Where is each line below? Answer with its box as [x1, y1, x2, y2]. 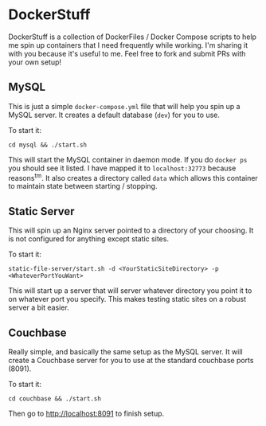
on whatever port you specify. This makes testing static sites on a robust [8, 295, 247, 304]
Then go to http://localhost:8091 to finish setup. [8, 408, 165, 419]
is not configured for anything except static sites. [8, 234, 170, 244]
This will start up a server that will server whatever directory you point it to [8, 286, 252, 295]
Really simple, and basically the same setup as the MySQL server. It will [8, 347, 243, 357]
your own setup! [8, 57, 62, 67]
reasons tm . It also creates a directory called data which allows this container [8, 171, 259, 182]
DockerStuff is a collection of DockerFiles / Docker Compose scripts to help [8, 32, 257, 41]
